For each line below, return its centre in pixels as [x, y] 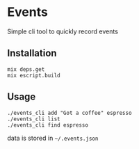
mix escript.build [34, 75]
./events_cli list [34, 119]
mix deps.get [26, 69]
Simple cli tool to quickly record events [63, 31]
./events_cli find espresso [48, 125]
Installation [32, 53]
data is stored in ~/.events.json [53, 138]
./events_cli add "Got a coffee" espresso [69, 113]
